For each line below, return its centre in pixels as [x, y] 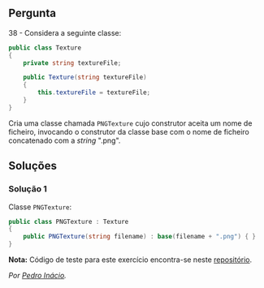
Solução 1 [28, 189]
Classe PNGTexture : [40, 207]
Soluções [32, 166]
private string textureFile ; [72, 63]
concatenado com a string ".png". [65, 140]
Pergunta [32, 13]
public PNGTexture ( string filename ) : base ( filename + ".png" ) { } [140, 237]
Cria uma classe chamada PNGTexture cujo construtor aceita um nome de [130, 123]
